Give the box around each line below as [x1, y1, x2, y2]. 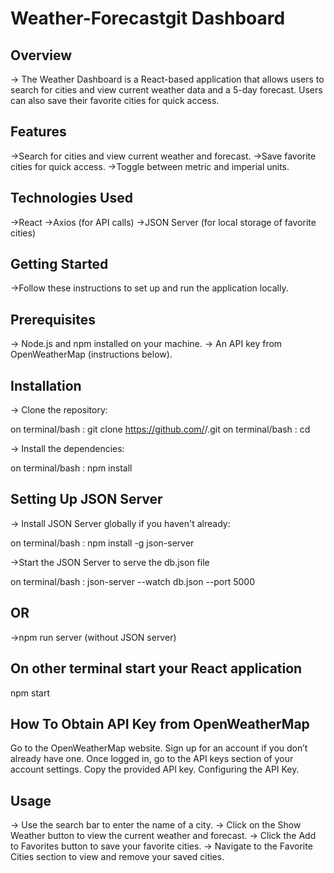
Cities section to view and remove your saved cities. [10, 851, 225, 863]
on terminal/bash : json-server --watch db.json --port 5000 [10, 575, 256, 587]
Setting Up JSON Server [10, 491, 163, 508]
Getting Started [10, 256, 109, 273]
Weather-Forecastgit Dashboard [10, 7, 286, 30]
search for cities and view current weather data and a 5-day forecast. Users [10, 84, 323, 96]
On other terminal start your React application [10, 660, 303, 677]
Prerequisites [10, 311, 96, 328]
